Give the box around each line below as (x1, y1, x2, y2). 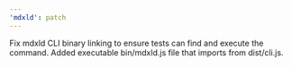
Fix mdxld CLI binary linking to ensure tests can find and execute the (9, 38, 264, 48)
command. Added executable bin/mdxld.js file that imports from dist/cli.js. (9, 46, 284, 58)
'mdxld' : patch (9, 13, 67, 22)
